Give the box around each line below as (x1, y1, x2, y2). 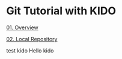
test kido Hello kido (6, 46, 54, 54)
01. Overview (6, 24, 39, 31)
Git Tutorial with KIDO (6, 4, 116, 18)
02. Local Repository (6, 35, 58, 42)
